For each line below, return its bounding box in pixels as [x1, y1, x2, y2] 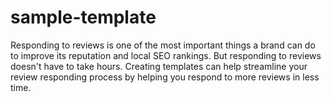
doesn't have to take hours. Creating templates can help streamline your [10, 60, 308, 72]
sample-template [10, 6, 157, 29]
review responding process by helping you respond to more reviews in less [10, 71, 320, 83]
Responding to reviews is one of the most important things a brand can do [10, 39, 316, 51]
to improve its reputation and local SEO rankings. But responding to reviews [10, 49, 322, 61]
